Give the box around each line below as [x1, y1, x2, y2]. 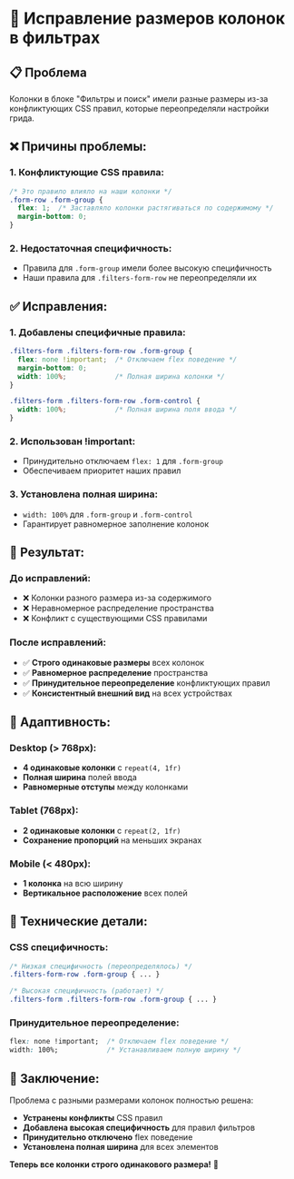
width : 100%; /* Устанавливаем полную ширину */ [9, 1045, 242, 1055]
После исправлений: [9, 636, 107, 649]
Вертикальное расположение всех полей [22, 887, 188, 898]
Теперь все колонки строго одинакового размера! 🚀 [9, 1158, 220, 1170]
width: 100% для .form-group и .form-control [22, 509, 193, 520]
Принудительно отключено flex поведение [22, 1131, 193, 1143]
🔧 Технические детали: [9, 914, 148, 929]
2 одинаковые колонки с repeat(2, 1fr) [22, 825, 181, 836]
